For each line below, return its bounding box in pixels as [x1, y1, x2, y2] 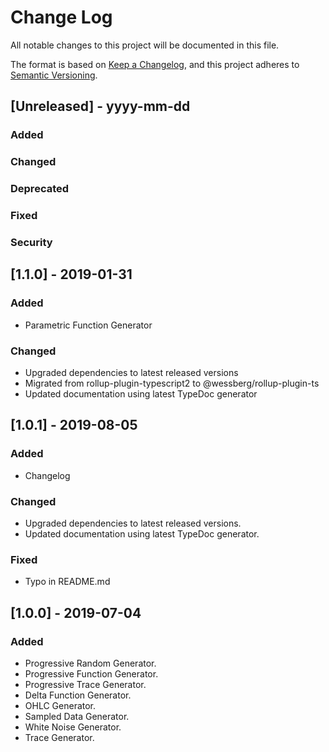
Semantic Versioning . [10, 69, 98, 81]
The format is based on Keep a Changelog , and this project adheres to [10, 58, 300, 70]
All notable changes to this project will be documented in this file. [10, 39, 280, 51]
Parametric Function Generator [24, 319, 153, 331]
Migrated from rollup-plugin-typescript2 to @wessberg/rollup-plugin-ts [24, 377, 320, 389]
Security [10, 235, 53, 249]
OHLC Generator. [24, 699, 97, 711]
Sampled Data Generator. [24, 710, 130, 722]
